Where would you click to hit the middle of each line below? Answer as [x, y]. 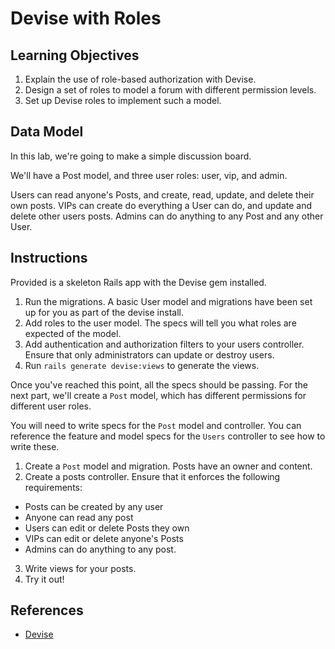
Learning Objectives [75, 55]
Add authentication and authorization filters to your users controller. [164, 344]
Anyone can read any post [79, 517]
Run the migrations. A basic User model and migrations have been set [168, 301]
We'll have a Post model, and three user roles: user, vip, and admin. [149, 175]
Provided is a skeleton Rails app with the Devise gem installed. [138, 282]
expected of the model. [73, 333]
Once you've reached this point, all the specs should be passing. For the [159, 384]
